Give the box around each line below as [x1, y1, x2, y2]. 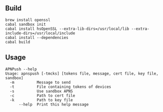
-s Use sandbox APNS [10, 88, 73, 94]
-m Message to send [10, 80, 71, 85]
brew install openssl [5, 17, 51, 22]
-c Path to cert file [10, 93, 75, 98]
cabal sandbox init [5, 22, 46, 27]
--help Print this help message [18, 102, 89, 107]
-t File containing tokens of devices [10, 84, 112, 89]
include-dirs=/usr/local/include [5, 30, 75, 36]
